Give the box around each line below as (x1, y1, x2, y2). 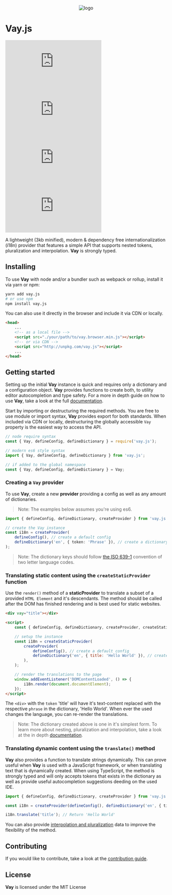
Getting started (5, 367, 55, 377)
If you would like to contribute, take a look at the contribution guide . (5, 855, 148, 862)
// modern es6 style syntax (5, 448, 66, 453)
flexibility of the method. (5, 827, 57, 833)
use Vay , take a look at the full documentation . (5, 398, 103, 404)
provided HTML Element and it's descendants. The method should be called (5, 595, 162, 601)
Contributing (5, 842, 47, 850)
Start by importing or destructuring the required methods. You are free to (5, 408, 159, 414)
